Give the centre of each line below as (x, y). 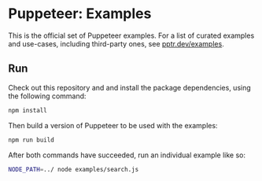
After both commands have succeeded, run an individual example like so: (127, 155)
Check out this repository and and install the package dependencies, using (130, 87)
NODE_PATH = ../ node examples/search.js (74, 169)
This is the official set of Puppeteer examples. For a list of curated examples (131, 35)
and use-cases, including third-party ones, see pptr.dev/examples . (116, 43)
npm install (28, 110)
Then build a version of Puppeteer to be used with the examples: (113, 125)
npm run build (31, 140)
